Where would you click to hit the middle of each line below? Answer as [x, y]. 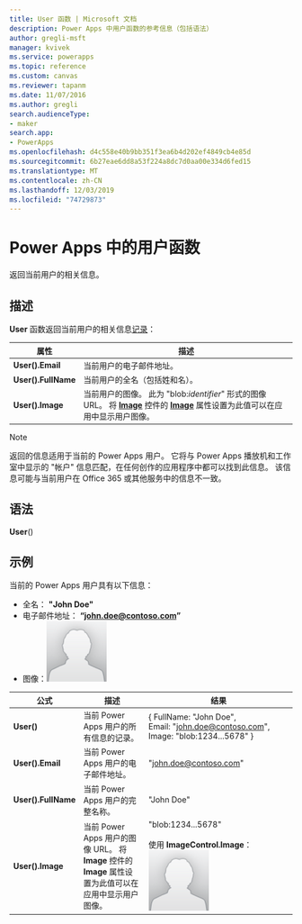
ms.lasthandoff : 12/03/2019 [62, 190]
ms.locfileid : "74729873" [58, 199]
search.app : [31, 133]
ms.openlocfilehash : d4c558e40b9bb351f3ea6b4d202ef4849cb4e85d [130, 152]
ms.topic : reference [48, 67]
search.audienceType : [50, 114]
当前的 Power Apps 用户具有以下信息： [81, 585]
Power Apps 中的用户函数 [105, 248]
